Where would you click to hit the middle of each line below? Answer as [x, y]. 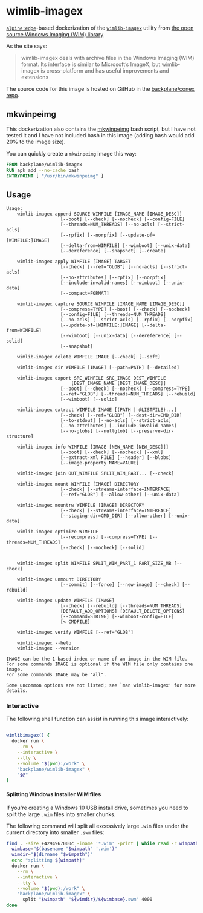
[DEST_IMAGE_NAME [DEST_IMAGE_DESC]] [118, 384]
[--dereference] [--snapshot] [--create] [113, 251]
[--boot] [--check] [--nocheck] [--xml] [112, 452]
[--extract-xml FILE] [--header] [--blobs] [116, 458]
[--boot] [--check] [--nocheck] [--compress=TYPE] [125, 389]
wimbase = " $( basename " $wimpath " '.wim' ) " [65, 849]
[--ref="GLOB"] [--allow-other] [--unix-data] [120, 495]
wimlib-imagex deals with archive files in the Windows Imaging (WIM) [108, 58]
